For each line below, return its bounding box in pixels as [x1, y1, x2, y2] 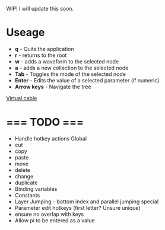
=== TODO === [6, 116, 84, 129]
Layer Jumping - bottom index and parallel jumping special [14, 198, 159, 205]
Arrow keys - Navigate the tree [14, 83, 91, 90]
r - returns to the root [14, 52, 67, 59]
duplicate [14, 179, 38, 186]
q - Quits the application [14, 45, 74, 52]
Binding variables [14, 185, 58, 192]
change [14, 172, 34, 180]
